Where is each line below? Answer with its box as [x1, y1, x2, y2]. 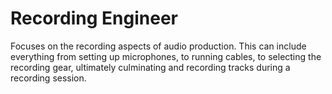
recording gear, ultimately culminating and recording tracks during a [10, 61, 291, 73]
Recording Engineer [10, 7, 178, 30]
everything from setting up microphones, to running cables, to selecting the [10, 50, 322, 62]
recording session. [10, 72, 87, 84]
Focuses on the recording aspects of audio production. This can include [10, 40, 307, 52]
